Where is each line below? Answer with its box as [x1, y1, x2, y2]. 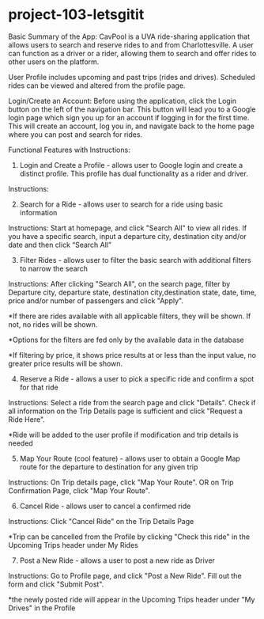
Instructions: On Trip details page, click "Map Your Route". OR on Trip [8, 477, 234, 487]
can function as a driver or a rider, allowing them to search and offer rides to [8, 48, 257, 58]
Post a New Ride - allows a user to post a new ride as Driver [19, 556, 216, 565]
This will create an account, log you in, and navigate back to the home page [8, 121, 255, 131]
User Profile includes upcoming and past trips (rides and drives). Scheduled [8, 72, 255, 82]
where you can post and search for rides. [8, 129, 143, 139]
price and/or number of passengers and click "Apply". [8, 295, 184, 306]
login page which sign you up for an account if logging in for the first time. [8, 112, 250, 122]
